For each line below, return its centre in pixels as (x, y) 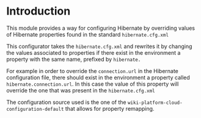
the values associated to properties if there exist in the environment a (93, 52)
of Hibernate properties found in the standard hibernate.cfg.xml (88, 34)
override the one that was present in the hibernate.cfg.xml (81, 90)
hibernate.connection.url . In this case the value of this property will (93, 84)
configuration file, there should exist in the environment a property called (98, 77)
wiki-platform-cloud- (155, 102)
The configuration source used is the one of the (66, 102)
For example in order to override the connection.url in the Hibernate (93, 71)
